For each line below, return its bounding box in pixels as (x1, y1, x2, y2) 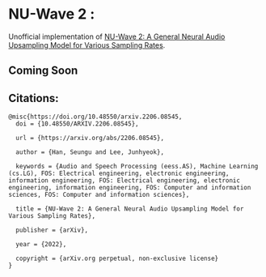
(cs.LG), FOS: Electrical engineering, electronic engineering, (8, 169, 230, 178)
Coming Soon (8, 64, 78, 78)
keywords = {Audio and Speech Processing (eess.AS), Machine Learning (15, 163, 259, 171)
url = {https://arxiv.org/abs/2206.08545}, (15, 134, 164, 143)
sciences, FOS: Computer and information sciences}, (8, 191, 190, 199)
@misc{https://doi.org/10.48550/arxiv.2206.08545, (8, 113, 183, 121)
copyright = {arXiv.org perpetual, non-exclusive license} (15, 254, 219, 263)
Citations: (8, 91, 59, 105)
